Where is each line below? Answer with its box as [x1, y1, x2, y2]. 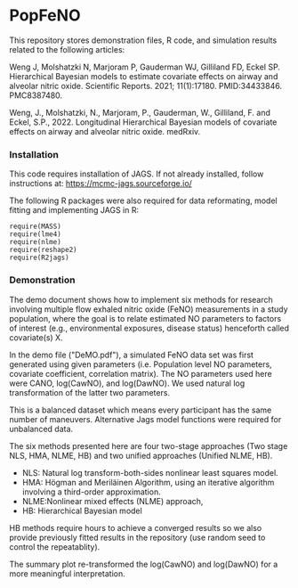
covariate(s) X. [9, 331, 64, 343]
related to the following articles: [9, 44, 125, 54]
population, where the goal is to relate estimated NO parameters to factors [9, 313, 282, 323]
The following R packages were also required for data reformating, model [9, 195, 278, 206]
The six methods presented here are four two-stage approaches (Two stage [9, 440, 288, 451]
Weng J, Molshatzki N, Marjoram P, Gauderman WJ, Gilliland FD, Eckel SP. [9, 61, 280, 72]
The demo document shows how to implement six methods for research [9, 294, 273, 305]
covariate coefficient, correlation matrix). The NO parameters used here [9, 368, 273, 379]
